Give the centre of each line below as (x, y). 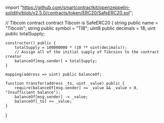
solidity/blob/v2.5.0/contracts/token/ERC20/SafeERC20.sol (67, 13)
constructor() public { (31, 43)
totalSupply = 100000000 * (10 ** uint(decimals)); (71, 48)
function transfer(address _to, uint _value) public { (65, 84)
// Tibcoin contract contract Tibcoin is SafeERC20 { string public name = (82, 23)
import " (14, 7)
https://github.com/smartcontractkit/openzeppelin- (76, 7)
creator (14, 56)
